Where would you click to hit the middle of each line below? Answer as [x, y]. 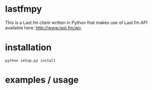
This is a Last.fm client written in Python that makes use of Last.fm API [76, 22]
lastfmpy [24, 9]
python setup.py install [30, 60]
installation [28, 48]
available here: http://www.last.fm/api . [44, 27]
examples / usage [42, 80]
